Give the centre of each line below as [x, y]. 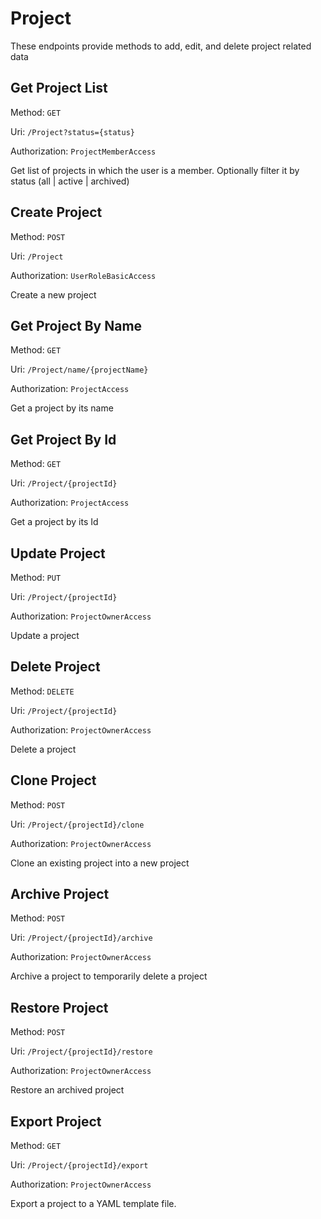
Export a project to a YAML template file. [93, 1204]
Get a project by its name [62, 408]
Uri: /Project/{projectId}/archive [81, 938]
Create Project [56, 212]
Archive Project [60, 894]
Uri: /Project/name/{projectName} [79, 369]
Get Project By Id [63, 439]
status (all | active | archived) [70, 181]
